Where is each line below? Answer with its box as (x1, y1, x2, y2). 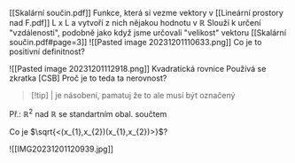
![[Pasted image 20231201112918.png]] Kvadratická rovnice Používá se (9, 64, 267, 74)
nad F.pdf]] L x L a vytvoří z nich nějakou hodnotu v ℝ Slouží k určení (9, 18, 261, 27)
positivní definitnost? (9, 46, 86, 57)
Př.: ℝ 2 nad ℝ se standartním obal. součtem (9, 107, 167, 119)
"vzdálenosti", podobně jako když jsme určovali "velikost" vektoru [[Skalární (9, 27, 286, 38)
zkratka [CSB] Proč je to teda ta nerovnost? (9, 73, 167, 83)
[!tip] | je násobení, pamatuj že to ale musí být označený (30, 90, 236, 100)
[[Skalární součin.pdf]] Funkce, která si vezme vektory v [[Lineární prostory (9, 8, 283, 18)
